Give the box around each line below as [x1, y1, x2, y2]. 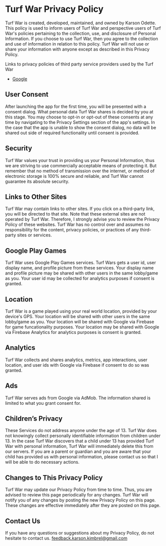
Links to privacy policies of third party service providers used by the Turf [5, 61, 154, 67]
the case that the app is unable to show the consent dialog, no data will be [5, 124, 157, 130]
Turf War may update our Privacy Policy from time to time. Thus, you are [5, 487, 152, 492]
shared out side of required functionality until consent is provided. [5, 130, 140, 136]
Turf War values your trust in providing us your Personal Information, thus [5, 157, 155, 163]
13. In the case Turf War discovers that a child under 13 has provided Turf [5, 438, 154, 444]
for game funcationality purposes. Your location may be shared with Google [5, 324, 160, 330]
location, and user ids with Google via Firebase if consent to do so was [5, 362, 149, 368]
